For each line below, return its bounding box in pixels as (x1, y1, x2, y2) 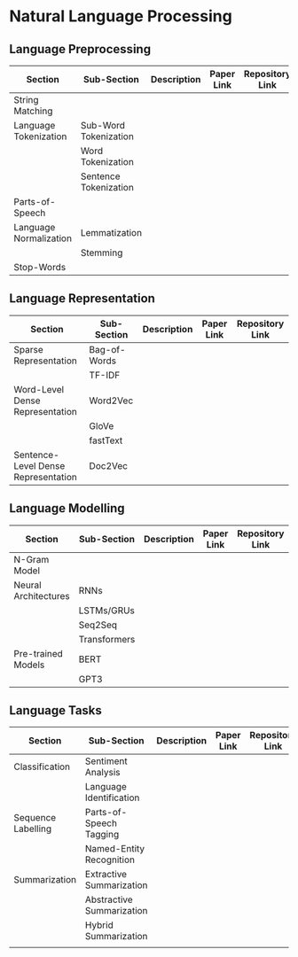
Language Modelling (9, 501, 126, 516)
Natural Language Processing (9, 6, 232, 27)
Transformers (78, 633, 136, 645)
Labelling (13, 822, 52, 835)
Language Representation (9, 291, 155, 307)
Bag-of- (89, 343, 126, 355)
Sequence (13, 812, 57, 824)
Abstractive (84, 893, 133, 906)
